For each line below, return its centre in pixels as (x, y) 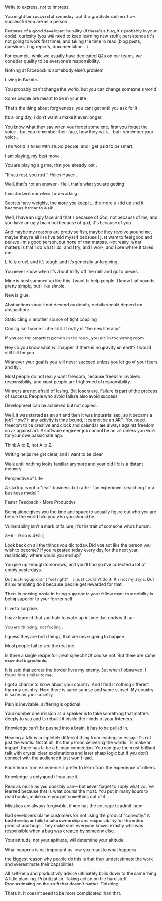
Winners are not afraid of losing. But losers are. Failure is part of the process (81, 391)
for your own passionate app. (34, 435)
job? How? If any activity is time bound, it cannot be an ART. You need (75, 420)
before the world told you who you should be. (50, 517)
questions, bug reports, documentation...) (46, 46)
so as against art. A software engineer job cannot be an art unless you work (81, 430)
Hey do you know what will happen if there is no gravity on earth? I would (78, 347)
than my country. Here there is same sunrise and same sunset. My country (79, 690)
